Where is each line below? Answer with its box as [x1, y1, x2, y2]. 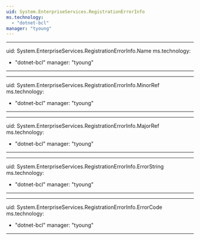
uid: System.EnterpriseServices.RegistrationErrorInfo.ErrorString [6, 163, 164, 170]
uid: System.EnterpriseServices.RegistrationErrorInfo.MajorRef [6, 122, 160, 130]
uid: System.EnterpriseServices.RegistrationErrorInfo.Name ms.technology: [6, 47, 191, 54]
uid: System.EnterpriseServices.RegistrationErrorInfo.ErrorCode [6, 204, 162, 211]
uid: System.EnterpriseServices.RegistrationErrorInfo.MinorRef [6, 82, 160, 89]
